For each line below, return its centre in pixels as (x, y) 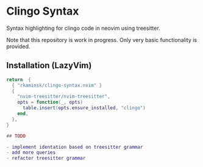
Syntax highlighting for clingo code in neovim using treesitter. (83, 28)
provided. (18, 46)
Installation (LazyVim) (49, 66)
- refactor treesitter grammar (46, 158)
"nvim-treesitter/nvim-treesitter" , (64, 97)
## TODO (16, 136)
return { (19, 80)
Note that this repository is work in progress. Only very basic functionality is (101, 40)
